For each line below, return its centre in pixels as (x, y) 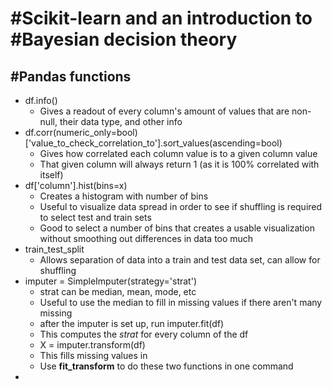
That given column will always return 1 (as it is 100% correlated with (179, 164)
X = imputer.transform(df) (92, 345)
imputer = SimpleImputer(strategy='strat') (110, 281)
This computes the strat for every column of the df (144, 334)
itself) (51, 175)
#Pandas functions (71, 76)
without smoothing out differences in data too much (146, 238)
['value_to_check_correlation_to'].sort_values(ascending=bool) (153, 143)
